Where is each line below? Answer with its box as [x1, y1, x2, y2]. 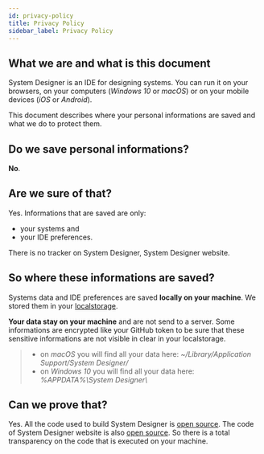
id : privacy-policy [8, 11, 74, 20]
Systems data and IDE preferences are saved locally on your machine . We [8, 292, 256, 302]
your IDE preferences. [19, 232, 93, 242]
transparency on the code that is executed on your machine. [8, 436, 208, 446]
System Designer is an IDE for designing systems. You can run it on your [8, 78, 249, 88]
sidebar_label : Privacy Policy [8, 27, 113, 35]
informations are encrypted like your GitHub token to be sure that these [8, 325, 245, 334]
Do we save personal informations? [8, 142, 189, 156]
